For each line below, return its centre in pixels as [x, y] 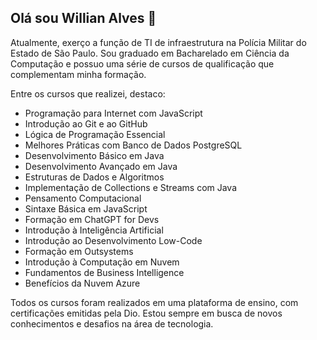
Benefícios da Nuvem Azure [82, 283]
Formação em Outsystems [79, 251]
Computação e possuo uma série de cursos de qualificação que [142, 63]
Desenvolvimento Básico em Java [94, 155]
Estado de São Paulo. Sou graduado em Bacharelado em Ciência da [150, 53]
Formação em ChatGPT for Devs [92, 219]
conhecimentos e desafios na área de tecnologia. [112, 323]
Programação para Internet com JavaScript [113, 113]
